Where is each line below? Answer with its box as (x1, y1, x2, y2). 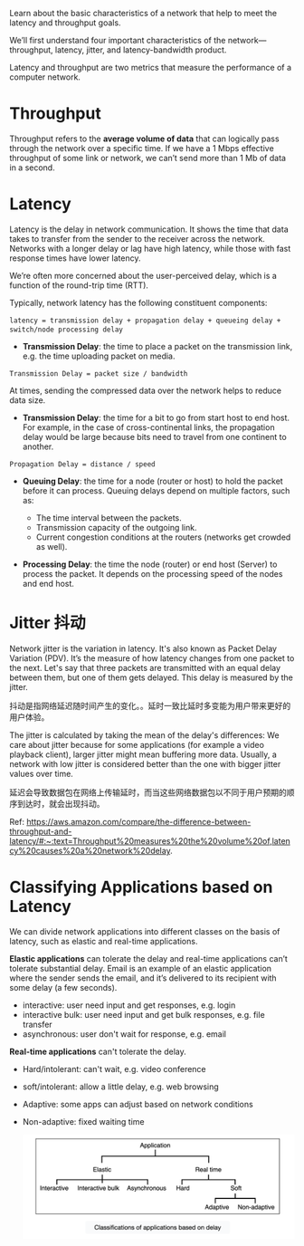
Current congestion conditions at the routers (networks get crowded (35, 532, 291, 542)
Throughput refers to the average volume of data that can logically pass (9, 133, 280, 144)
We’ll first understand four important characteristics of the (9, 35, 226, 45)
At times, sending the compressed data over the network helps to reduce (9, 385, 282, 396)
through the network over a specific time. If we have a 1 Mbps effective (9, 142, 274, 153)
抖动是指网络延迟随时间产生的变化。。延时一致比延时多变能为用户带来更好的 (9, 700, 291, 711)
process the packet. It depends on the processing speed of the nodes (22, 568, 283, 579)
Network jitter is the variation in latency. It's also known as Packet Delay (9, 643, 278, 654)
